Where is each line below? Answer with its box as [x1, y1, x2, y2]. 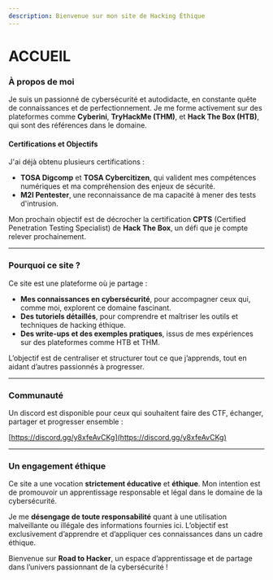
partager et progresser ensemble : [8, 416, 123, 426]
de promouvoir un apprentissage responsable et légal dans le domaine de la [8, 487, 262, 497]
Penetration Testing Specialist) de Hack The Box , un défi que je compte [8, 223, 249, 233]
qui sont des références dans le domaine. [8, 120, 148, 130]
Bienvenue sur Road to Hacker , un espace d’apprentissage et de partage [8, 554, 253, 564]
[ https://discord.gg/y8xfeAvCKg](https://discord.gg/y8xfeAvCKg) [8, 432, 227, 442]
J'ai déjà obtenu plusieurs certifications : [8, 157, 145, 167]
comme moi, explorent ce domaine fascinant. [19, 303, 172, 312]
